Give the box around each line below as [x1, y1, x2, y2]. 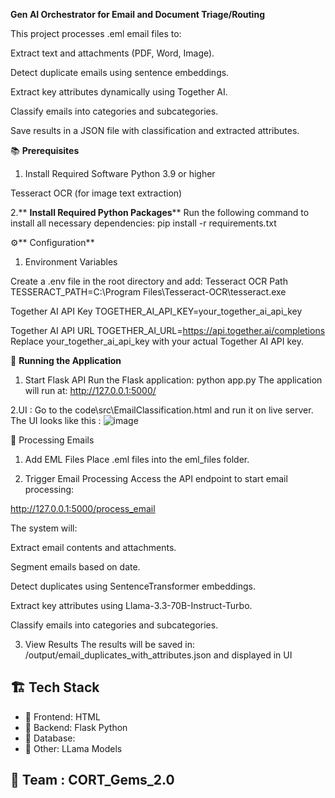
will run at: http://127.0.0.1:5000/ [24, 385, 157, 396]
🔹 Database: [24, 732, 76, 744]
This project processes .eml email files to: [10, 28, 182, 39]
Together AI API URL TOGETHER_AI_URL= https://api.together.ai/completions [10, 325, 326, 336]
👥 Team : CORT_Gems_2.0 [10, 772, 175, 789]
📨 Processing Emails [10, 434, 95, 446]
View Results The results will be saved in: [24, 639, 196, 650]
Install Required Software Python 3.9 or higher [24, 168, 216, 179]
